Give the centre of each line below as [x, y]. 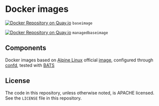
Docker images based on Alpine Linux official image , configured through [79, 60]
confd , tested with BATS [30, 65]
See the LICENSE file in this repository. [43, 98]
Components [26, 48]
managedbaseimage [90, 33]
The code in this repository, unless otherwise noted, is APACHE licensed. [80, 93]
